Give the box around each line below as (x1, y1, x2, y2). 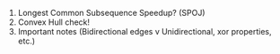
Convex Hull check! (17, 17, 91, 27)
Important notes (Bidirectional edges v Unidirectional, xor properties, (17, 27, 272, 36)
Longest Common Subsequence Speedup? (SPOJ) (17, 8, 206, 18)
